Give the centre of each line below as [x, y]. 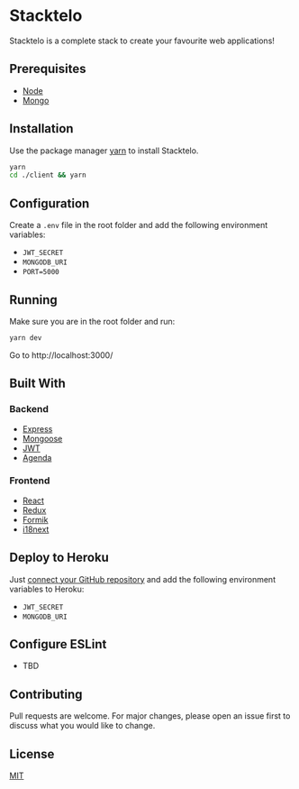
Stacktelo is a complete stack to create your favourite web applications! [142, 41]
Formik [35, 519]
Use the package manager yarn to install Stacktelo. [104, 151]
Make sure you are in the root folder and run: [92, 321]
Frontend [30, 481]
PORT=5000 [41, 272]
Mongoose [42, 438]
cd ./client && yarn [48, 175]
